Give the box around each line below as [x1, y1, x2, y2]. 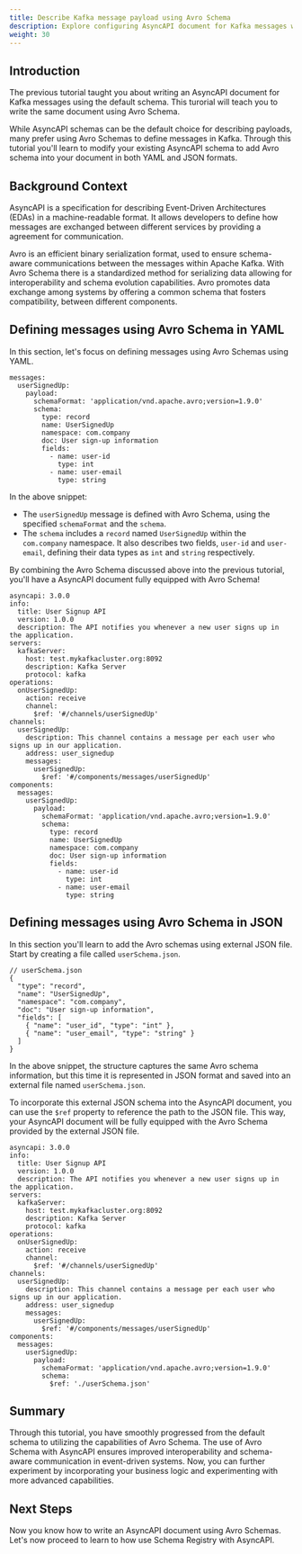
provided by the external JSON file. [9, 1126, 139, 1136]
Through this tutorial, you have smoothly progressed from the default [9, 1427, 265, 1438]
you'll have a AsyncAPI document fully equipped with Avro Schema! [9, 573, 261, 585]
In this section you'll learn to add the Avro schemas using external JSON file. [9, 939, 293, 949]
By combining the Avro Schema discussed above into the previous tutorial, [9, 564, 285, 575]
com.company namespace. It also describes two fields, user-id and [22, 537, 265, 548]
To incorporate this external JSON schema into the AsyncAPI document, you [9, 1097, 292, 1108]
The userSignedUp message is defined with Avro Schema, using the [22, 508, 271, 519]
